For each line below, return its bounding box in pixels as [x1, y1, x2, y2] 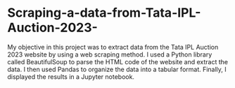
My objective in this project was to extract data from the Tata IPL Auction [7, 43, 219, 51]
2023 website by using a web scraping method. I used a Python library [7, 50, 212, 59]
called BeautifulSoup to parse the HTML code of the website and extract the [7, 57, 229, 66]
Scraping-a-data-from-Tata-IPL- [7, 5, 201, 21]
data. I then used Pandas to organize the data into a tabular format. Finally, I [7, 65, 227, 73]
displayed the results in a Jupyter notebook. [7, 72, 135, 81]
